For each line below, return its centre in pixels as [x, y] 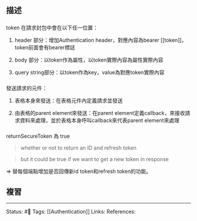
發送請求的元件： [27, 88]
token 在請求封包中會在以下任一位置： [52, 28]
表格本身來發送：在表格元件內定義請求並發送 [69, 101]
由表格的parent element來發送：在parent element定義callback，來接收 [100, 113]
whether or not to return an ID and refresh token [78, 148]
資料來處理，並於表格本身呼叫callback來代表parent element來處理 [100, 120]
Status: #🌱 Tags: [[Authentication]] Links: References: [71, 211]
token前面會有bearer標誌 [45, 47]
